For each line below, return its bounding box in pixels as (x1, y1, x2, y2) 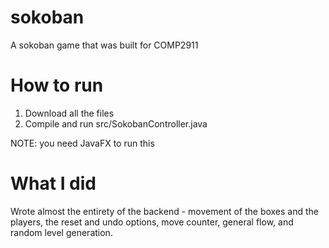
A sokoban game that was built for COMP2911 (10, 39, 199, 51)
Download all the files (24, 107, 115, 119)
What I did (10, 172, 97, 195)
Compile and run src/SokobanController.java (24, 117, 208, 130)
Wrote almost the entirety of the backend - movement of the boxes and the (10, 205, 320, 217)
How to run (10, 74, 104, 97)
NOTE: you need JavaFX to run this (10, 137, 155, 149)
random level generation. (10, 226, 113, 238)
